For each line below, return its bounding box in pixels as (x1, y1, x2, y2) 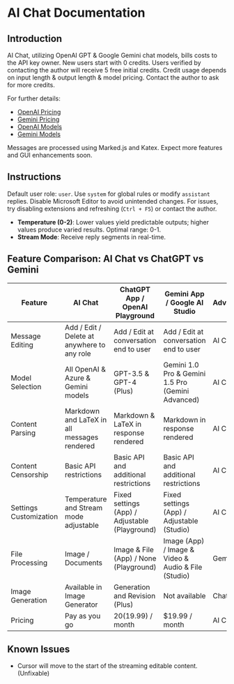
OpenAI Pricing (17, 108, 61, 116)
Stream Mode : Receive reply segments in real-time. (17, 232, 166, 241)
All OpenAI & (65, 364, 106, 374)
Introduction (7, 33, 63, 45)
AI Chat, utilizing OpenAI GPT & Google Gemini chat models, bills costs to (7, 51, 218, 59)
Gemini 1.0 (163, 360, 200, 370)
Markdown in (163, 415, 206, 425)
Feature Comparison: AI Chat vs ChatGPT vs (7, 253, 204, 265)
